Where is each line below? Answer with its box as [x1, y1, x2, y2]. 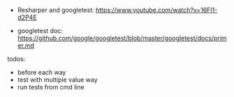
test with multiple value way [17, 76, 98, 84]
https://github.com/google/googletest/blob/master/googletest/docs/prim [17, 34, 227, 42]
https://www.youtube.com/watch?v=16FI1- [95, 6, 218, 14]
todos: [7, 55, 26, 63]
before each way [17, 69, 66, 76]
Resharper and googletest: [17, 6, 94, 14]
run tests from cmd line [17, 83, 85, 91]
